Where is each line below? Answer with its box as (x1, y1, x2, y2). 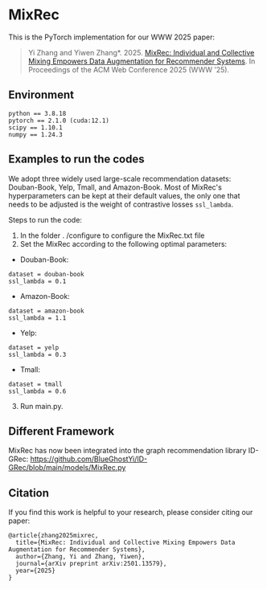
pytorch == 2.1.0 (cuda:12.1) (8, 117, 110, 125)
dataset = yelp (8, 343, 60, 351)
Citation (8, 486, 50, 500)
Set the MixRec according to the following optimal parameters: (19, 239, 228, 248)
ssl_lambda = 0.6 (8, 387, 67, 395)
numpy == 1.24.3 (8, 130, 63, 138)
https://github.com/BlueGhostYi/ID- (30, 454, 148, 464)
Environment (8, 88, 75, 102)
